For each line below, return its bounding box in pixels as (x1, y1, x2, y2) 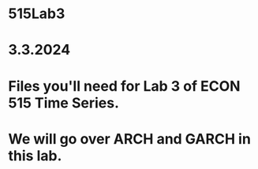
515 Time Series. (8, 94, 120, 111)
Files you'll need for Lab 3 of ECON (8, 77, 241, 95)
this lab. (8, 147, 62, 164)
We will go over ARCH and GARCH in (8, 130, 251, 148)
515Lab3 (8, 5, 65, 23)
